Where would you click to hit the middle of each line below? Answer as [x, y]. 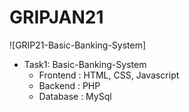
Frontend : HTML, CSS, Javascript [109, 75]
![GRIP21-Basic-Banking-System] [78, 45]
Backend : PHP [69, 85]
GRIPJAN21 [56, 17]
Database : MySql [75, 96]
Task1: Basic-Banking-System [85, 64]
